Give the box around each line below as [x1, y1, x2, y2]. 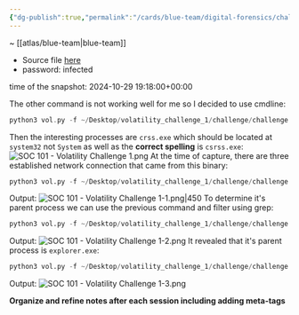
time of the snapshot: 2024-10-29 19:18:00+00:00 [9, 81, 193, 91]
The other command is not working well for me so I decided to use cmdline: [9, 98, 287, 109]
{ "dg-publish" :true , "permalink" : [9, 12, 133, 22]
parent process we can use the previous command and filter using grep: [9, 202, 274, 213]
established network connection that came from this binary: [9, 160, 229, 170]
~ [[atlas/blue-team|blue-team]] [9, 37, 126, 48]
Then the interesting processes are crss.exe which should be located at [9, 131, 273, 142]
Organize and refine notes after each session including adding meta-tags [9, 295, 287, 306]
